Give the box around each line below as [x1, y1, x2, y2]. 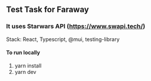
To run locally [6, 49, 40, 56]
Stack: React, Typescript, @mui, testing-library [6, 35, 120, 43]
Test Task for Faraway [6, 5, 90, 15]
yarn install [14, 62, 42, 69]
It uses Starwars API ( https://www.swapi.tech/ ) [6, 22, 146, 31]
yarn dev [14, 68, 37, 75]
